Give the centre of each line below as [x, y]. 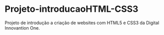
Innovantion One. [22, 28]
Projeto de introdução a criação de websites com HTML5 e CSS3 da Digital [82, 23]
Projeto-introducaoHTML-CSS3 [71, 9]
